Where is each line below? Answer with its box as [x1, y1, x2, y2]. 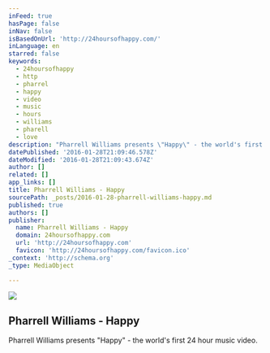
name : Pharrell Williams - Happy [15, 224, 129, 232]
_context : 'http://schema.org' [8, 254, 114, 262]
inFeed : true [8, 11, 53, 20]
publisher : [8, 216, 45, 224]
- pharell [15, 125, 49, 133]
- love [15, 133, 38, 141]
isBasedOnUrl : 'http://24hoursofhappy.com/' [8, 34, 161, 43]
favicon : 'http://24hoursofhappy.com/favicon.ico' [15, 246, 191, 255]
